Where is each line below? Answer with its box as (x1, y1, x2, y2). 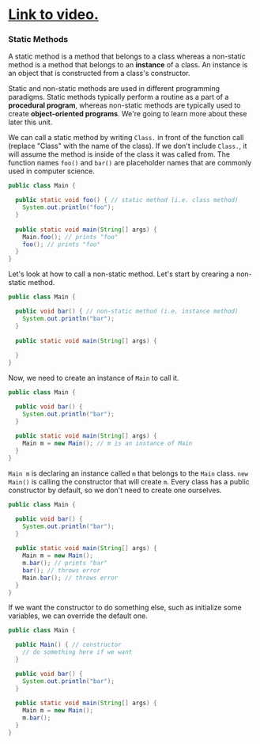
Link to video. (8, 6, 99, 24)
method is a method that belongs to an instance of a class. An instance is (8, 60, 248, 70)
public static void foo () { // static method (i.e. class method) (15, 196, 239, 204)
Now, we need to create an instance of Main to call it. (8, 374, 179, 383)
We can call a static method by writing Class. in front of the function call (8, 133, 244, 142)
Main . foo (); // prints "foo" (22, 233, 119, 241)
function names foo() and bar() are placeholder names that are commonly (8, 158, 252, 168)
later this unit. (8, 117, 53, 127)
